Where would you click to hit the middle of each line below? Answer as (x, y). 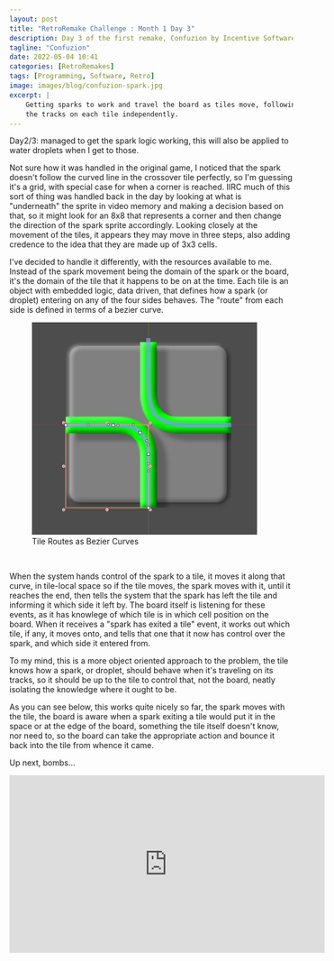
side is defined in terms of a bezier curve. (86, 310)
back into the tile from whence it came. (82, 745)
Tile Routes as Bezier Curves (86, 541)
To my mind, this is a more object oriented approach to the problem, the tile (149, 660)
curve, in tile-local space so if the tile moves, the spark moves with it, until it (150, 585)
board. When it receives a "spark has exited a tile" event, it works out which (150, 624)
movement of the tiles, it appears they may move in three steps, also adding (150, 235)
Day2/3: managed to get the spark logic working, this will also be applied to (149, 141)
